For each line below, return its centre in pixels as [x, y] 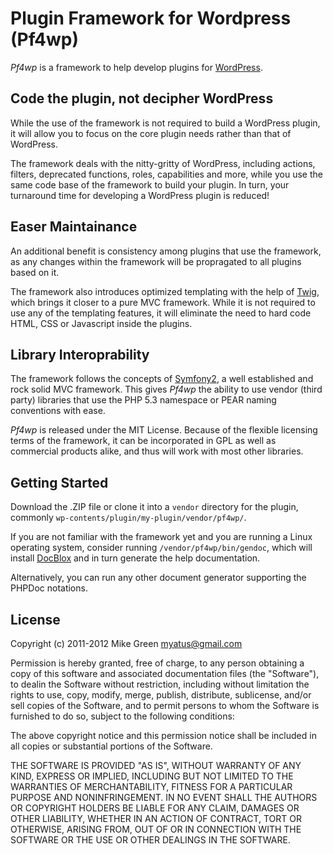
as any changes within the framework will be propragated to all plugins [156, 261]
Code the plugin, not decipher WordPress [142, 98]
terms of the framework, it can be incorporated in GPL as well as [143, 441]
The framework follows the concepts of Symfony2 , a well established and [162, 379]
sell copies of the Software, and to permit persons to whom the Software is [165, 705]
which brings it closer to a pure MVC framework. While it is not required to [163, 302]
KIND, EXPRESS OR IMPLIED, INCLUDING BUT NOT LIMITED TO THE [152, 776]
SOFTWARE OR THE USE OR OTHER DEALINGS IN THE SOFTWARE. [150, 840]
